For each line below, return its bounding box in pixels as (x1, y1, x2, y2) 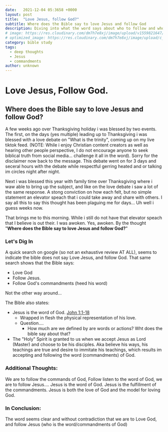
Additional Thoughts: (5, 365, 58, 372)
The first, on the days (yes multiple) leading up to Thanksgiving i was (5, 131, 147, 137)
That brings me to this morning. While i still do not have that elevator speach (5, 215, 162, 221)
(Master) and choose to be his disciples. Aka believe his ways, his (12, 342, 148, 348)
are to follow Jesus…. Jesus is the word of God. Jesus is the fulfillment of (5, 381, 156, 387)
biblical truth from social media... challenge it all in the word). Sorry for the (5, 153, 158, 159)
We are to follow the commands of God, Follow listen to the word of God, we (5, 376, 162, 382)
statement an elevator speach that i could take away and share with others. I (5, 194, 162, 201)
